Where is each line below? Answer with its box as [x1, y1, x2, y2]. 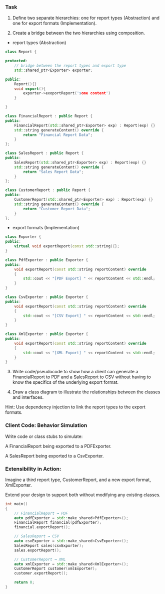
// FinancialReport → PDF [14, 511, 68, 516]
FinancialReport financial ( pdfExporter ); [14, 520, 101, 525]
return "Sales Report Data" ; [23, 169, 84, 174]
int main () [5, 501, 28, 506]
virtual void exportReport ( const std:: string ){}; [14, 244, 120, 249]
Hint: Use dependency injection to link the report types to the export [5, 404, 146, 410]
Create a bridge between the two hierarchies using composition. [12, 30, 145, 36]
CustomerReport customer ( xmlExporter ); [14, 566, 97, 571]
